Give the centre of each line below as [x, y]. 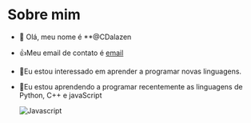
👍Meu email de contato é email [71, 53]
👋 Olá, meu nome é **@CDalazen [75, 37]
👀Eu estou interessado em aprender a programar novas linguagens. [130, 71]
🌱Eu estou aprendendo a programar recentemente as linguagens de [131, 86]
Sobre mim [44, 15]
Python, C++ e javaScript [60, 95]
